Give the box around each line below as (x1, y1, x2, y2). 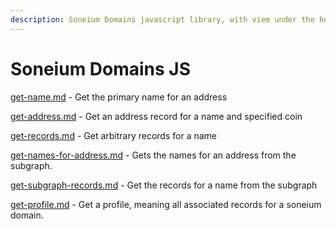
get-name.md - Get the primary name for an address (10, 91, 228, 103)
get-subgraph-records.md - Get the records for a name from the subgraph (10, 179, 318, 191)
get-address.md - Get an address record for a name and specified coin (10, 110, 303, 122)
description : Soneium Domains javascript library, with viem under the (10, 14, 315, 25)
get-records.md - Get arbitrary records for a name (10, 129, 217, 141)
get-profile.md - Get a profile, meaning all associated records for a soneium (10, 198, 322, 210)
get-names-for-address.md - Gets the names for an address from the (10, 149, 297, 161)
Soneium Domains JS (10, 57, 192, 80)
